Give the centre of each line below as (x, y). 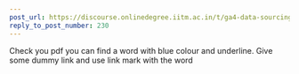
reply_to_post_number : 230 (59, 26)
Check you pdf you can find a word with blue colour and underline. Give (141, 50)
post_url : (28, 17)
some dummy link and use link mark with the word (101, 60)
